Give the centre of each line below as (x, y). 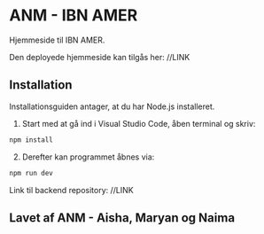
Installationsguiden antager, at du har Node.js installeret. (112, 106)
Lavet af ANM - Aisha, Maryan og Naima (122, 218)
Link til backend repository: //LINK (72, 190)
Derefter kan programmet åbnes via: (88, 157)
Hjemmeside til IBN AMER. (57, 40)
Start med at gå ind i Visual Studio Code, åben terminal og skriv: (139, 123)
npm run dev (31, 173)
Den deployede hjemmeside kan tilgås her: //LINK (100, 57)
